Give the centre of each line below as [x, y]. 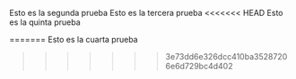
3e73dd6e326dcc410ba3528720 [226, 56]
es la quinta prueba [45, 22]
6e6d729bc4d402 [199, 66]
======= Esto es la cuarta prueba [74, 39]
